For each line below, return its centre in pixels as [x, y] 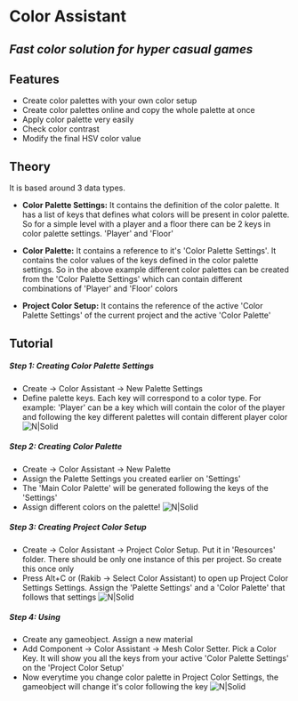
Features [34, 79]
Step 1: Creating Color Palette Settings [81, 366]
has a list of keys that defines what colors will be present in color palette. [156, 214]
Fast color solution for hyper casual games [131, 49]
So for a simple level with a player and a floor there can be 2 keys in [146, 224]
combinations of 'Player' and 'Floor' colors [100, 289]
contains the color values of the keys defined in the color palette [140, 261]
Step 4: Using [35, 617]
